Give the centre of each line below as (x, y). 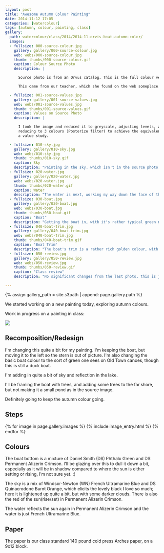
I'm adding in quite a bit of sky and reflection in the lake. (61, 375)
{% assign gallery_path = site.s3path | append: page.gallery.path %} (74, 294)
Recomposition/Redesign (44, 338)
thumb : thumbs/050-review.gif (45, 267)
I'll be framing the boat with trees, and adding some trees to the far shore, (79, 384)
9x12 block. (17, 546)
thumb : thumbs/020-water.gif (43, 186)
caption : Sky (27, 163)
